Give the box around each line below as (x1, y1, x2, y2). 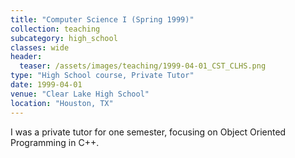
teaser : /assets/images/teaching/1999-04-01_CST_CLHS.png (19, 61, 267, 71)
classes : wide (10, 42, 70, 53)
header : (10, 52, 43, 62)
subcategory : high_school (10, 33, 118, 43)
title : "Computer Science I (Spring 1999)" (10, 14, 195, 25)
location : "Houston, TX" (10, 98, 114, 108)
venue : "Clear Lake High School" (10, 89, 150, 99)
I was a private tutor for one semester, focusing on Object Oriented (10, 126, 287, 138)
